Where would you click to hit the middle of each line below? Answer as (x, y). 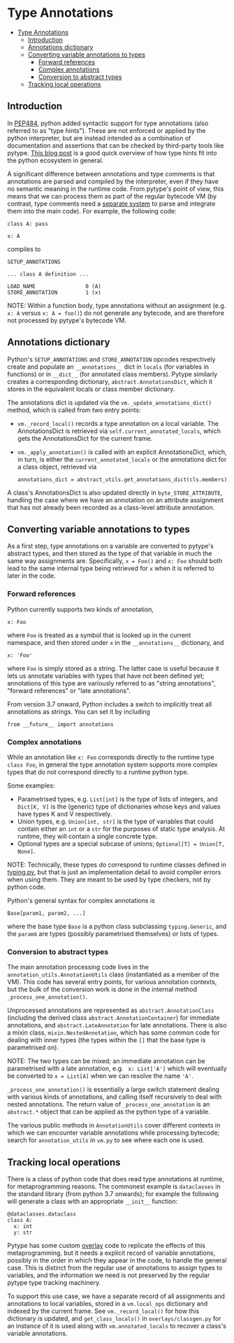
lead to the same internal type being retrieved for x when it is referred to (111, 569)
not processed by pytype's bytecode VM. (67, 320)
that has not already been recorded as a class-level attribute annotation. (111, 507)
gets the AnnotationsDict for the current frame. (85, 438)
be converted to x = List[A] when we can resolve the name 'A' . (100, 1076)
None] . (26, 851)
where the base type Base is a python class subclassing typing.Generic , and (117, 926)
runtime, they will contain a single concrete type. (87, 836)
